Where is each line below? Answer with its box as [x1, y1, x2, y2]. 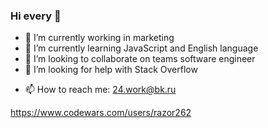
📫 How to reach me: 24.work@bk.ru [24, 84, 177, 96]
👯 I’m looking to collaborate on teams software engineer [24, 53, 256, 65]
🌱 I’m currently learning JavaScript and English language [24, 42, 259, 54]
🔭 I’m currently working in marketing [24, 32, 175, 44]
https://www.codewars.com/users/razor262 [10, 107, 192, 119]
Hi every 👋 [10, 9, 62, 23]
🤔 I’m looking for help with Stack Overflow [24, 64, 198, 76]
